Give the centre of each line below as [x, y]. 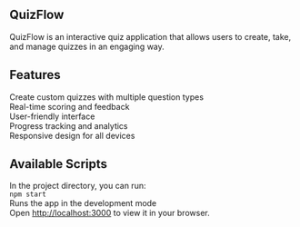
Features [35, 75]
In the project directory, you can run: [78, 186]
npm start [28, 194]
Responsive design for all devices [72, 135]
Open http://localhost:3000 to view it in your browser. [110, 213]
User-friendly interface [52, 116]
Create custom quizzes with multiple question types [107, 97]
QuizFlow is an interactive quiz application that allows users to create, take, [150, 36]
